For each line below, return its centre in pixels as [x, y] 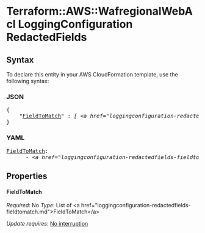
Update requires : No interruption [47, 224]
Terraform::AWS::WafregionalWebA [100, 11]
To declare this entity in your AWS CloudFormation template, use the [92, 74]
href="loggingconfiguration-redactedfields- [136, 205]
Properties [27, 176]
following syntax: [28, 81]
